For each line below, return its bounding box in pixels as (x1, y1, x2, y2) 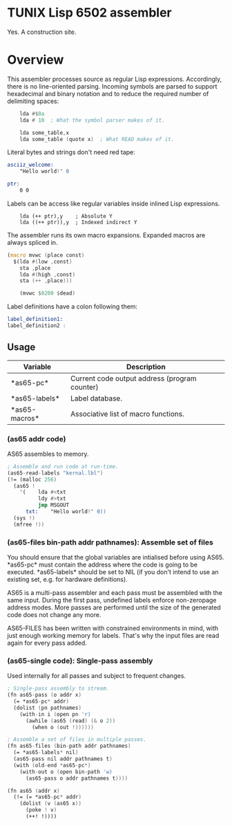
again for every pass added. (7, 639, 88, 648)
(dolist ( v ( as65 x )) (19, 800, 81, 807)
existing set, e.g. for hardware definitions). (7, 576, 128, 584)
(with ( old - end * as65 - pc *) (13, 762, 91, 769)
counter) (70, 382, 99, 392)
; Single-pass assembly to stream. (7, 685, 110, 692)
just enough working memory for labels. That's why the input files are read (7, 632, 220, 640)
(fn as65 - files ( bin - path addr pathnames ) (7, 742, 131, 750)
